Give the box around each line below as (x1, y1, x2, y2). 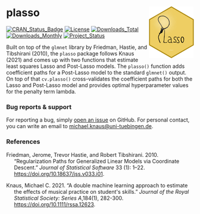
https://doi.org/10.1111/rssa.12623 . (14, 200, 96, 208)
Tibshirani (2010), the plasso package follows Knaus (6, 49, 135, 57)
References (6, 138, 40, 146)
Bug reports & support (6, 103, 72, 111)
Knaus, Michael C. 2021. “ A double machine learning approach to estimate (6, 182, 188, 189)
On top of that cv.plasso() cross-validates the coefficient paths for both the (6, 75, 193, 82)
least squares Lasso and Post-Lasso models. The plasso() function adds (6, 63, 185, 70)
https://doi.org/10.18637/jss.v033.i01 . (14, 170, 105, 177)
